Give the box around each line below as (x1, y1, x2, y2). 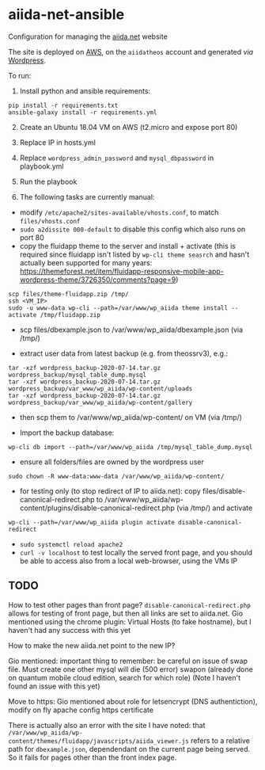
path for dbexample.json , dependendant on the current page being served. (8, 744, 251, 753)
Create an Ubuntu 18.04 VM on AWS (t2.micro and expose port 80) (19, 122, 238, 132)
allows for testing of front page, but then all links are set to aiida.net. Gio (8, 608, 244, 618)
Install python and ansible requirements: (19, 86, 151, 96)
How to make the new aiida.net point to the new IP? (8, 640, 176, 650)
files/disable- (202, 486, 246, 496)
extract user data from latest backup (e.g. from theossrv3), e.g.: (19, 349, 228, 358)
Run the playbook (19, 177, 78, 186)
